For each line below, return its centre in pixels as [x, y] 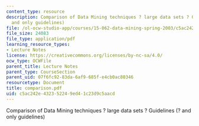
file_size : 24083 [28, 34]
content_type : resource [36, 11]
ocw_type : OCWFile [29, 61]
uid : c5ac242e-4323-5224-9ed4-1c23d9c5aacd [61, 94]
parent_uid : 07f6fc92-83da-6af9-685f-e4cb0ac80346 [70, 77]
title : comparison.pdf [34, 88]
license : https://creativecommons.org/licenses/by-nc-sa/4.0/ [84, 55]
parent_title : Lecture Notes [42, 66]
